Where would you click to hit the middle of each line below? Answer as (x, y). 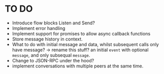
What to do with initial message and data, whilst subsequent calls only (86, 44)
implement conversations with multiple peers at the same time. (78, 66)
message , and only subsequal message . (51, 55)
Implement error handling (39, 28)
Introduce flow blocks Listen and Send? (53, 23)
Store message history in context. (47, 39)
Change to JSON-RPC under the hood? (53, 60)
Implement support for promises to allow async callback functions (81, 33)
